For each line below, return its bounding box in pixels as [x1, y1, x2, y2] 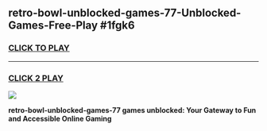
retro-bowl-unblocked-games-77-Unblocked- [8, 6, 242, 20]
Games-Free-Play [8, 19, 98, 33]
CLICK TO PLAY [8, 43, 70, 54]
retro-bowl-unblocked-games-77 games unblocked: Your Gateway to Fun [8, 105, 257, 114]
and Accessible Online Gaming [8, 114, 112, 123]
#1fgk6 [99, 19, 135, 33]
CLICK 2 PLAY [8, 72, 64, 83]
